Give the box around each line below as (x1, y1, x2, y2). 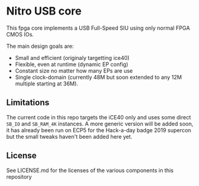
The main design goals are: (6, 42, 74, 50)
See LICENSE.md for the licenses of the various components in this (6, 167, 174, 174)
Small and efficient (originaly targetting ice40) (15, 54, 130, 61)
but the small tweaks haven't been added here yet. (6, 133, 133, 140)
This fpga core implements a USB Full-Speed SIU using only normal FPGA (6, 24, 191, 32)
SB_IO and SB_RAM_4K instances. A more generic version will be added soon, (6, 120, 194, 127)
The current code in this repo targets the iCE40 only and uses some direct (6, 113, 192, 121)
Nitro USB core (6, 4, 82, 18)
